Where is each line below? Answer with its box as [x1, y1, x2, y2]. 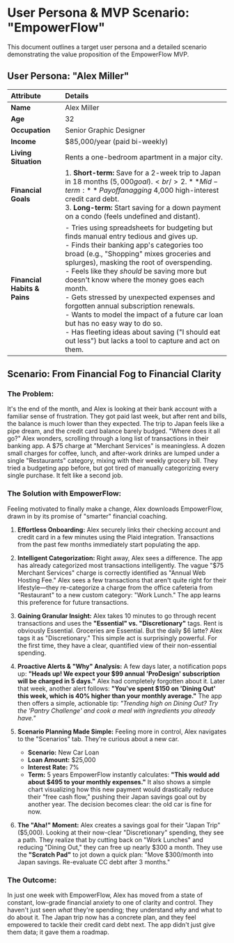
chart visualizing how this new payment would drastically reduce [27, 785, 214, 793]
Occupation [10, 125, 51, 135]
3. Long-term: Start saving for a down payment [65, 203, 221, 212]
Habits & [10, 283, 40, 293]
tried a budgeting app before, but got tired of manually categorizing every [7, 464, 219, 473]
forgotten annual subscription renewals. [65, 301, 195, 310]
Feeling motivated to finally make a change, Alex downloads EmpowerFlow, [7, 505, 223, 513]
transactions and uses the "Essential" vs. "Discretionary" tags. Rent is [17, 619, 224, 627]
